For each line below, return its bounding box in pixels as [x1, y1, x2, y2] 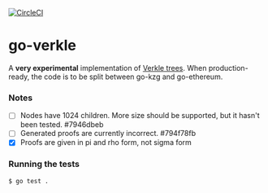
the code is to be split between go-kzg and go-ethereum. [31, 72, 223, 81]
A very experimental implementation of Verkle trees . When [8, 63, 207, 72]
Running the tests [8, 159, 80, 170]
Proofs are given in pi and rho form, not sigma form [19, 138, 192, 147]
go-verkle [8, 37, 77, 55]
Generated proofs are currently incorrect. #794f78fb [19, 129, 197, 138]
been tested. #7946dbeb [19, 120, 104, 129]
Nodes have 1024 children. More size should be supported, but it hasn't [19, 111, 260, 121]
